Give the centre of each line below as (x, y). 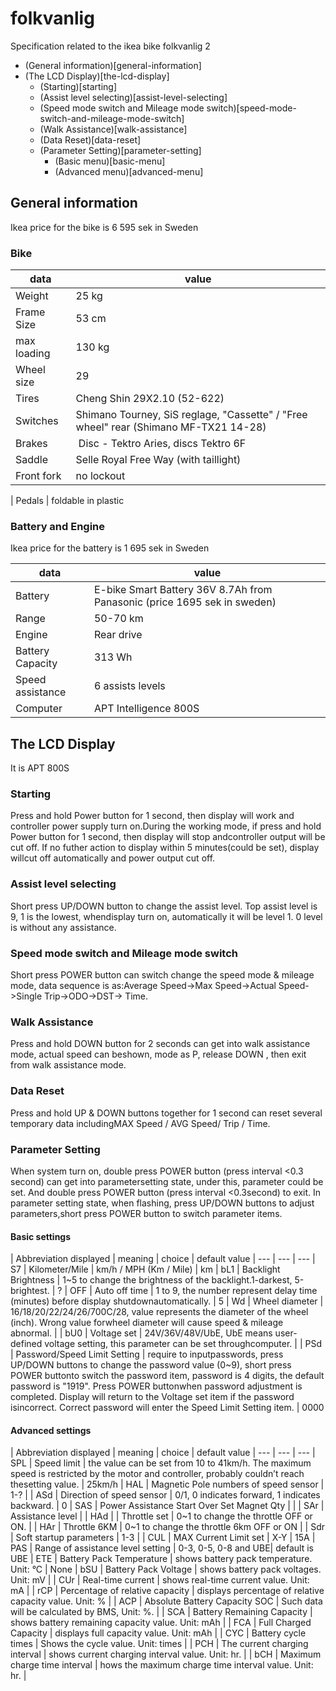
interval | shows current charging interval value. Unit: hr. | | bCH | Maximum (166, 1654)
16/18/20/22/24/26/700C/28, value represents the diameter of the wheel (159, 1312)
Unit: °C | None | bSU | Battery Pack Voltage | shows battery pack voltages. (166, 1569)
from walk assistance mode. (68, 1065)
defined (26, 1344)
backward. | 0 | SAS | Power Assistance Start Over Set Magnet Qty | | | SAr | (167, 1506)
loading (33, 354)
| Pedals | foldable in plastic (67, 501)
